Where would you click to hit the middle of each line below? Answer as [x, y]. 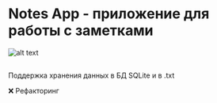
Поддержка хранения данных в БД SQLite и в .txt [91, 75]
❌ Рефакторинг [34, 91]
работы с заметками [81, 31]
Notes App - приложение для [109, 14]
